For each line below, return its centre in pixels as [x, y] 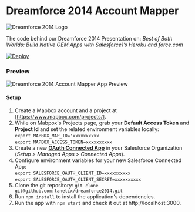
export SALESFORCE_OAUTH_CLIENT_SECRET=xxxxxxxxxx [78, 180]
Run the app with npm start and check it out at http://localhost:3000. [98, 203]
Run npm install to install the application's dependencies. [85, 197]
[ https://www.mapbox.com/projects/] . [60, 117]
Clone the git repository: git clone [56, 186]
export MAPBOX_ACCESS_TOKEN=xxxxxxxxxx [63, 142]
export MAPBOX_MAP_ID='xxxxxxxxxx [57, 136]
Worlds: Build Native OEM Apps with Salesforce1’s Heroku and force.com [95, 45]
